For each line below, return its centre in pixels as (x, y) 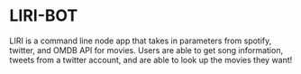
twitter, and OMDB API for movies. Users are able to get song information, (146, 50)
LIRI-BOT (44, 16)
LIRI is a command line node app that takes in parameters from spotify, (141, 41)
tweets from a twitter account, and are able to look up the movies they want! (151, 60)
